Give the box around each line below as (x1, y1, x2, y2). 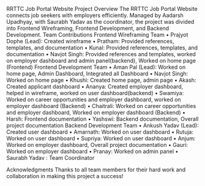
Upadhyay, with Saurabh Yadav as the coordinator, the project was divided (6, 18, 195, 25)
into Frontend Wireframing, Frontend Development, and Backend (6, 24, 170, 32)
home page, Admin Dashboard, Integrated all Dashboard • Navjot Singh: (6, 70, 188, 77)
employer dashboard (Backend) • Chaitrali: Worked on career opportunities (6, 102, 196, 109)
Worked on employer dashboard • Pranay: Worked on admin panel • (6, 148, 179, 155)
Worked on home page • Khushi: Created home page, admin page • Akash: (6, 76, 196, 84)
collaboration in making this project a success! (6, 173, 124, 179)
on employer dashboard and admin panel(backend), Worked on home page (6, 57, 196, 64)
